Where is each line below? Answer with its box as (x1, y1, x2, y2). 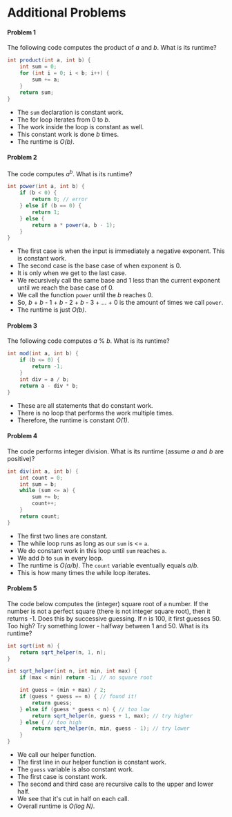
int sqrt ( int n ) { (7, 642, 60, 649)
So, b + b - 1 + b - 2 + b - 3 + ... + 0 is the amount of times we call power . (17, 299, 224, 307)
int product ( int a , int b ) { (7, 57, 91, 64)
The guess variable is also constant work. (17, 765, 135, 773)
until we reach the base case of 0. (17, 283, 114, 292)
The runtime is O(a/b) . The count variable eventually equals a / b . (17, 561, 199, 570)
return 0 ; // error (32, 196, 88, 203)
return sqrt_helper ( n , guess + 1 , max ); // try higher (32, 712, 193, 720)
